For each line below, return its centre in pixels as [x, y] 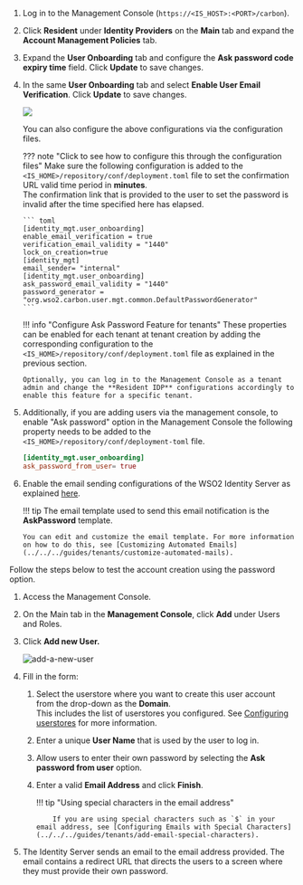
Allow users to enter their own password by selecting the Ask [151, 757]
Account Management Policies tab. [90, 40]
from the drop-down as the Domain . [104, 703]
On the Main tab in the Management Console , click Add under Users [151, 614]
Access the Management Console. [87, 596]
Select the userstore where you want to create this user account [156, 694]
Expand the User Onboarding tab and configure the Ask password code [158, 57]
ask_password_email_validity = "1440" [95, 284]
